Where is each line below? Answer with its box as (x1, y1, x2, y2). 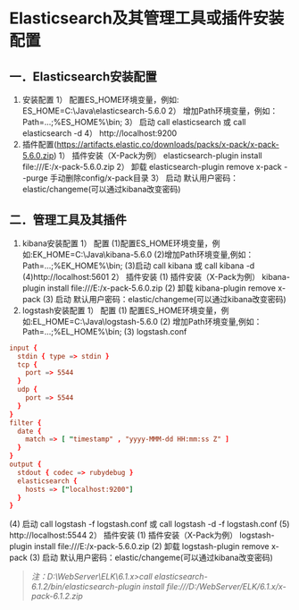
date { (17, 427, 42, 436)
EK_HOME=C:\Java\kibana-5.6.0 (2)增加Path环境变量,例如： (32, 249, 254, 259)
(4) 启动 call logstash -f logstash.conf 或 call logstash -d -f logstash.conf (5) (9, 519, 290, 530)
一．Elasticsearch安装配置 (9, 69, 158, 84)
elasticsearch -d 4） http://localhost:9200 (21, 128, 178, 139)
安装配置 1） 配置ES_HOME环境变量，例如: (21, 95, 179, 105)
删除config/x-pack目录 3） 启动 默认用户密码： (65, 173, 239, 183)
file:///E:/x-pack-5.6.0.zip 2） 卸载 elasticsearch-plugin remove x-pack (21, 162, 283, 172)
